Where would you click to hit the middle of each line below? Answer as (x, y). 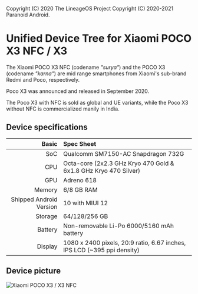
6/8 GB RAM (80, 189)
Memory (46, 189)
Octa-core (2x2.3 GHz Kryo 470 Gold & (118, 163)
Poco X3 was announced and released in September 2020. (78, 91)
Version (47, 206)
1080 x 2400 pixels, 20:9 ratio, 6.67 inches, (124, 242)
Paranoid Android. (28, 15)
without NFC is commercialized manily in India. (63, 109)
